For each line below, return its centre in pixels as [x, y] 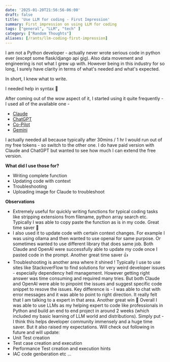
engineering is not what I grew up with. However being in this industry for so [85, 63]
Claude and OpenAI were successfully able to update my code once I [85, 249]
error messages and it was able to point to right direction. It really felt [85, 294]
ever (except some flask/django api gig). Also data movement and [74, 58]
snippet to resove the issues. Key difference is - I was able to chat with [87, 289]
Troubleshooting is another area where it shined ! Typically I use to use [87, 262]
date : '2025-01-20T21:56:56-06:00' [43, 10]
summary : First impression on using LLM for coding [61, 24]
